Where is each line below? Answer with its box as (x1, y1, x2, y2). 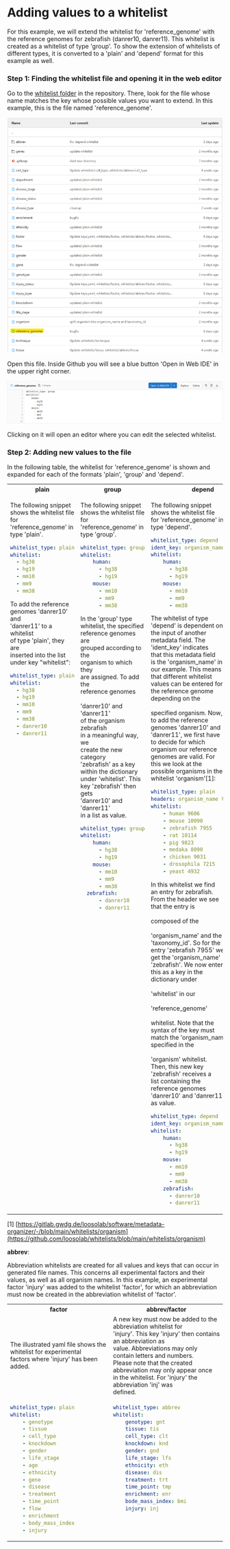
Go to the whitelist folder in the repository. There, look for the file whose (7, 89, 211, 97)
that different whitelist (150, 673, 212, 681)
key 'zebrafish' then (80, 782, 137, 790)
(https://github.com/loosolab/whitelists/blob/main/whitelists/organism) (7, 1235, 206, 1243)
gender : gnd (125, 1448, 159, 1454)
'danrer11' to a (10, 621, 53, 630)
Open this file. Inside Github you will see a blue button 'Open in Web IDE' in (7, 360, 219, 368)
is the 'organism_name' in (150, 658, 223, 666)
